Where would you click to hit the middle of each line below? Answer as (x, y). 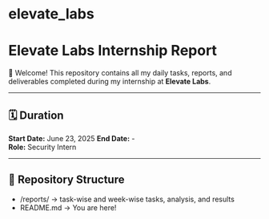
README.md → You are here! (68, 207)
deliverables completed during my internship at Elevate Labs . (110, 82)
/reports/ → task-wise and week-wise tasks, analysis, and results (127, 199)
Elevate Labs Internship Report (113, 51)
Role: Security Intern (42, 147)
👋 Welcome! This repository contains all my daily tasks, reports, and (120, 73)
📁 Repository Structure (66, 180)
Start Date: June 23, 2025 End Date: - (72, 138)
